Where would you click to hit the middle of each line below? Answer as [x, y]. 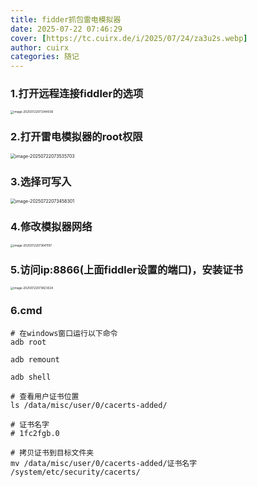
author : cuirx [40, 47]
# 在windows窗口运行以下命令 [64, 333]
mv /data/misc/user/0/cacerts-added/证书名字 [104, 463]
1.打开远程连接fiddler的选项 [77, 94]
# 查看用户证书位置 [45, 396]
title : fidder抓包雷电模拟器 [66, 19]
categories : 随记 [45, 57]
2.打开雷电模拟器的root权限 [76, 136]
